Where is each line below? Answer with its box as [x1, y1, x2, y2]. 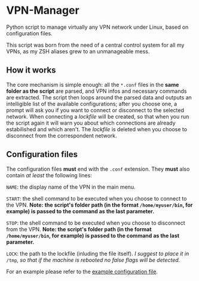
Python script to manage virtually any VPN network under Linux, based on [6, 23, 189, 31]
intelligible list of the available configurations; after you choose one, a [6, 100, 177, 107]
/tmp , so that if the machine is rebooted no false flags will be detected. [6, 256, 180, 264]
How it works [6, 65, 56, 75]
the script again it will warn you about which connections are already [6, 119, 176, 126]
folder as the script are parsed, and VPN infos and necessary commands [6, 87, 187, 95]
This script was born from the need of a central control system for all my [6, 41, 185, 49]
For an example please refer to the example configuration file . [6, 268, 158, 275]
